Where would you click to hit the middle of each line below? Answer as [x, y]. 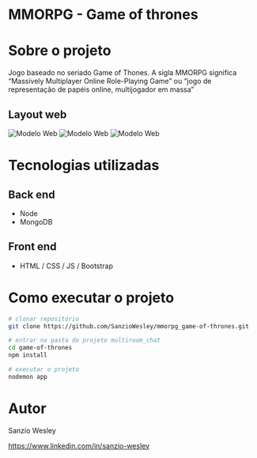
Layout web [38, 114]
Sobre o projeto [60, 51]
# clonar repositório [44, 319]
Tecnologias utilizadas [84, 166]
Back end [32, 194]
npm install [28, 355]
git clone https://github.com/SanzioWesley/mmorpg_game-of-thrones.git [128, 326]
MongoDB [36, 221]
